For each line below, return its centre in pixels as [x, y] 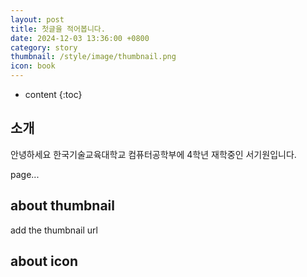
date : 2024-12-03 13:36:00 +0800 [80, 38]
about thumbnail [62, 206]
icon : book [33, 66]
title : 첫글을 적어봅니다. [58, 29]
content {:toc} [53, 94]
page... [25, 174]
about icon [44, 261]
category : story [44, 47]
